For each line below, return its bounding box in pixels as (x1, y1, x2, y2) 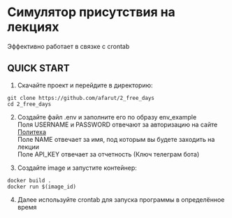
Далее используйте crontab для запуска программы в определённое (17, 195, 225, 203)
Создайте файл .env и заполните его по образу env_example (17, 112, 197, 121)
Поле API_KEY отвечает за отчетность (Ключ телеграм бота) (17, 150, 200, 158)
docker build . (7, 177, 52, 184)
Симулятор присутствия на (7, 4, 176, 20)
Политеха (17, 127, 47, 136)
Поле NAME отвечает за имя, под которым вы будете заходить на (17, 135, 215, 143)
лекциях (7, 19, 59, 35)
